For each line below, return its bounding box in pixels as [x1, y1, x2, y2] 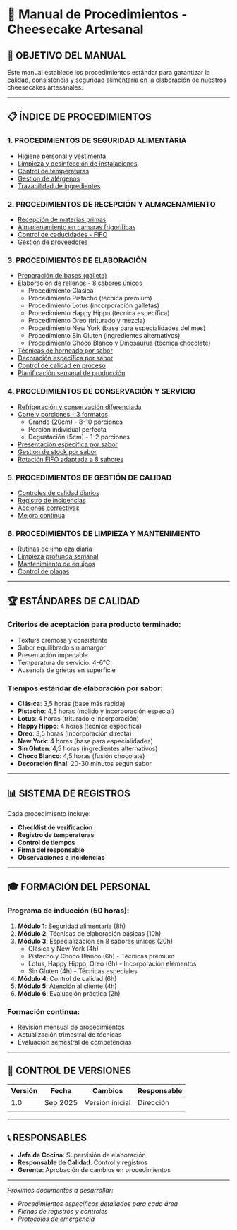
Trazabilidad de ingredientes [17, 181, 101, 190]
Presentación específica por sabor [17, 440, 119, 449]
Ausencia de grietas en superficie [17, 666, 116, 674]
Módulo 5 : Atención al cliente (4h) [17, 982, 118, 990]
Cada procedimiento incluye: [7, 809, 91, 817]
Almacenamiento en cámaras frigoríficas [17, 222, 136, 231]
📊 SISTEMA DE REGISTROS [7, 787, 130, 799]
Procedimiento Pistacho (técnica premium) [28, 294, 153, 303]
